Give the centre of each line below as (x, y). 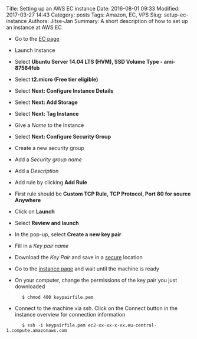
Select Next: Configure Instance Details (64, 91)
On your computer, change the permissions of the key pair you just (96, 280)
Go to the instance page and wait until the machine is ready (87, 269)
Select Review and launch (47, 223)
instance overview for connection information (70, 314)
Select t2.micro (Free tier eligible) (56, 79)
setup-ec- (176, 15)
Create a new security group (49, 148)
